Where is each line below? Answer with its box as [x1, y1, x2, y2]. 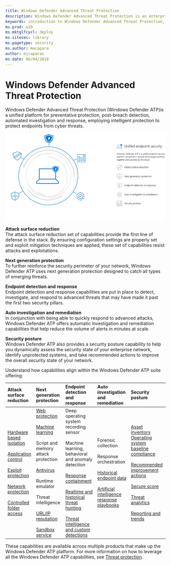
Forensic [97, 437, 116, 443]
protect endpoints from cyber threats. [5, 123, 84, 129]
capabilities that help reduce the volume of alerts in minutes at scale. [5, 326, 150, 332]
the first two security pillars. [5, 299, 64, 305]
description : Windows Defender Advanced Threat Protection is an [5, 13, 147, 19]
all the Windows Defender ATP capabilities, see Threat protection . [5, 554, 144, 560]
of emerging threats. [5, 273, 48, 279]
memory [36, 445, 54, 451]
